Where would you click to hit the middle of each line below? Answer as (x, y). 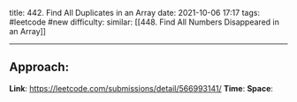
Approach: (39, 67)
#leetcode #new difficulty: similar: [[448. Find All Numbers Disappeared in (145, 22)
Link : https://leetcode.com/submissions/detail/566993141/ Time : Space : (141, 88)
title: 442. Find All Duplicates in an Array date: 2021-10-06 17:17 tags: (135, 13)
